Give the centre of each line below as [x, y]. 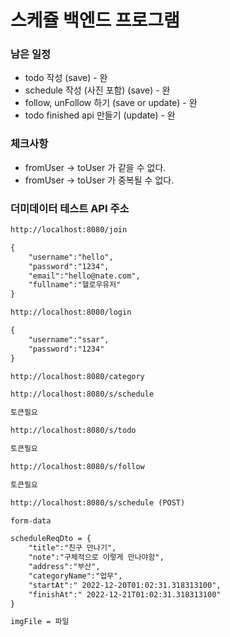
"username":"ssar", [69, 339]
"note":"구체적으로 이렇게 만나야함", [96, 557]
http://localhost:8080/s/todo [73, 431]
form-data [31, 521]
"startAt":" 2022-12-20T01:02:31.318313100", [125, 585]
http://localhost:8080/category [77, 376]
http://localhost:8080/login [71, 312]
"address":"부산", [64, 567]
